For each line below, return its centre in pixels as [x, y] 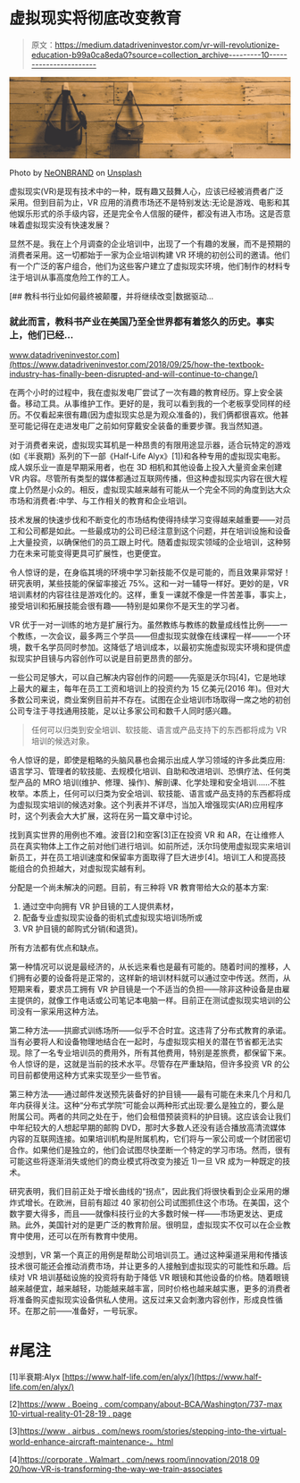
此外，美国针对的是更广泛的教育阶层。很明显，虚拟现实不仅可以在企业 [154, 1225]
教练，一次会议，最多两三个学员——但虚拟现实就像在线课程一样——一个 [150, 636]
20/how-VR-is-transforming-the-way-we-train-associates [116, 1469]
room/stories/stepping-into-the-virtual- [215, 1431]
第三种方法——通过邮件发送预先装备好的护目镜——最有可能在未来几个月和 [146, 1094]
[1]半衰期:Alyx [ [37, 1377]
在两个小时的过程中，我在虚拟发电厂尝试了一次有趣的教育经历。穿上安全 [142, 392]
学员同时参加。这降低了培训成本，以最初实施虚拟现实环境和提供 [165, 647]
